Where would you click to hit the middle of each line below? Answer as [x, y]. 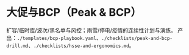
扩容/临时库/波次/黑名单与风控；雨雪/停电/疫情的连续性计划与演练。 [91, 30]
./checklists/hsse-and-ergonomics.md [81, 46]
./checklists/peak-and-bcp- [137, 38]
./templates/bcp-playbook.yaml [57, 38]
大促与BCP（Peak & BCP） [74, 12]
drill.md [17, 46]
